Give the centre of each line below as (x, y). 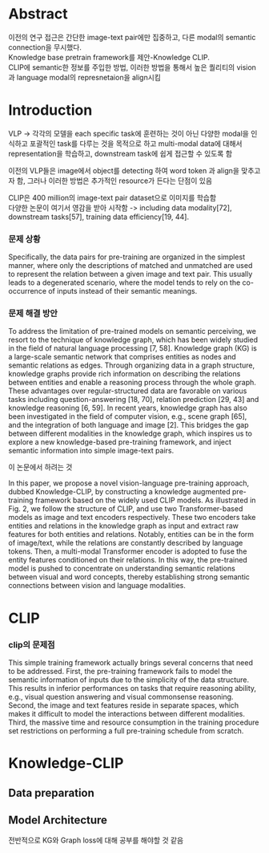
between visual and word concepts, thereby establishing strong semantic (129, 577)
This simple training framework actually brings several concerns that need (131, 662)
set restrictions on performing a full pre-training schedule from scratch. (126, 730)
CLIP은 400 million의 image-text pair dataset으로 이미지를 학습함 (112, 197)
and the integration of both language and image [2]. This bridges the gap (128, 425)
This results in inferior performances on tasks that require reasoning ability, (132, 688)
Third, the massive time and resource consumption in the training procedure (134, 722)
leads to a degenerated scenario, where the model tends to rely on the (124, 282)
